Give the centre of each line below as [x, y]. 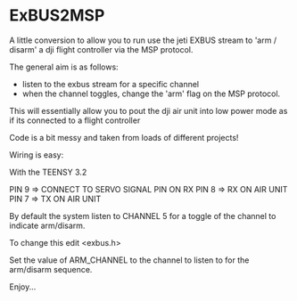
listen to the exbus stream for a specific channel [110, 84]
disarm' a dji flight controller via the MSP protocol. [101, 49]
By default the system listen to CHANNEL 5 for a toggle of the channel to [143, 216]
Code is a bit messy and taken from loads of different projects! [124, 137]
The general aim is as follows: [64, 67]
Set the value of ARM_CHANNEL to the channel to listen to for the [129, 260]
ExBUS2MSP [57, 16]
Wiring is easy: [37, 155]
